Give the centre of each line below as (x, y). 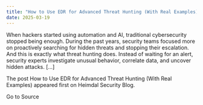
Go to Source (23, 97)
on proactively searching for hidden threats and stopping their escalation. (98, 47)
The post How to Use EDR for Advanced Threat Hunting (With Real (89, 78)
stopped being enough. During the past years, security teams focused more (101, 41)
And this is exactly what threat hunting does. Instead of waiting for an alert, (100, 54)
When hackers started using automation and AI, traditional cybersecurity (97, 34)
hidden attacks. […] (31, 66)
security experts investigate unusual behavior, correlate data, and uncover (99, 60)
